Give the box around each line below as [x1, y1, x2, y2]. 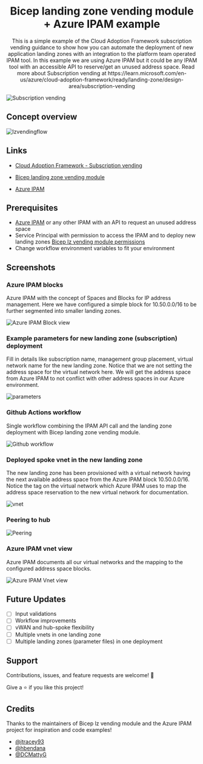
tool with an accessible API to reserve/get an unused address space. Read [8, 63, 195, 70]
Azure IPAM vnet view [6, 545, 73, 553]
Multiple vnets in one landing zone [15, 630, 101, 638]
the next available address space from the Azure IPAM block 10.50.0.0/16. [6, 476, 190, 483]
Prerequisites [6, 202, 58, 213]
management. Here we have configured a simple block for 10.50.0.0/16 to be [6, 301, 197, 308]
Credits [6, 703, 35, 714]
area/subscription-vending [68, 82, 135, 89]
